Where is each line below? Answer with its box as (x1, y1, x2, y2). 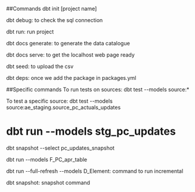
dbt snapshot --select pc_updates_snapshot (6, 144, 115, 151)
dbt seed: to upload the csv (6, 63, 74, 70)
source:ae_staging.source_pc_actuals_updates (6, 104, 121, 111)
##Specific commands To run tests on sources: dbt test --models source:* (6, 86, 190, 93)
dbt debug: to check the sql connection (6, 17, 103, 23)
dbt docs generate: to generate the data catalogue (6, 40, 130, 47)
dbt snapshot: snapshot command (6, 179, 91, 186)
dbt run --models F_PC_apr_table (6, 156, 88, 163)
